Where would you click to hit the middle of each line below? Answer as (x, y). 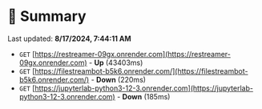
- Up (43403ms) (116, 63)
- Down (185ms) (143, 96)
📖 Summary (47, 16)
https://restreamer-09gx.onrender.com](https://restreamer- (133, 54)
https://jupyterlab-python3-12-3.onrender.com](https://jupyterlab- (144, 88)
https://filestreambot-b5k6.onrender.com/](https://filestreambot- (141, 71)
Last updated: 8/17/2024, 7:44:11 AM (69, 38)
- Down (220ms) (118, 79)
